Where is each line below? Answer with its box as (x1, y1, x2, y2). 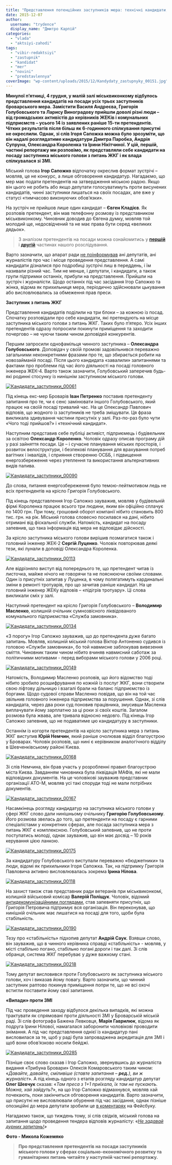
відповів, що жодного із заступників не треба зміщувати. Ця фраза (6, 409, 152, 415)
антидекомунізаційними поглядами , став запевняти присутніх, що (6, 899, 151, 905)
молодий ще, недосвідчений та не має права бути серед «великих (6, 220, 152, 227)
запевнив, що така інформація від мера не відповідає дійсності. (6, 525, 145, 531)
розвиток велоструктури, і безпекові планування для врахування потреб (6, 446, 165, 452)
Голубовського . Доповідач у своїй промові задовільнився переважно (6, 346, 160, 352)
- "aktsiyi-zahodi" (10, 41, 52, 46)
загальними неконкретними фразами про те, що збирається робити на (6, 352, 161, 358)
